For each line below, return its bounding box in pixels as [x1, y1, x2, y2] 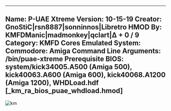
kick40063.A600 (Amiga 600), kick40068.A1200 [5, 71, 166, 79]
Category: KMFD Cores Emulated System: [5, 39, 141, 47]
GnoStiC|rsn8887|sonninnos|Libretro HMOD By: [5, 23, 162, 32]
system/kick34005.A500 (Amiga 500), [5, 63, 132, 71]
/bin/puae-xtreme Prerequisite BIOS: [5, 54, 124, 64]
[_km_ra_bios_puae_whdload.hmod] [5, 87, 123, 95]
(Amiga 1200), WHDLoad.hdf [5, 78, 99, 87]
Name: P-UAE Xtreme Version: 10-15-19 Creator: [5, 15, 162, 23]
